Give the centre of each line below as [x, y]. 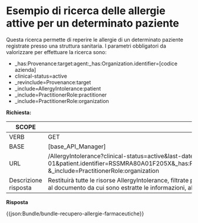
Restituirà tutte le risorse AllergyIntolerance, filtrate [118, 180]
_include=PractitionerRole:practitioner [61, 95]
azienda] [25, 69]
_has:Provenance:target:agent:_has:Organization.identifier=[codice [96, 64]
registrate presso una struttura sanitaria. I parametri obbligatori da [86, 46]
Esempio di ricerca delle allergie [86, 11]
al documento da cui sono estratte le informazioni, [117, 188]
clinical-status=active [41, 76]
